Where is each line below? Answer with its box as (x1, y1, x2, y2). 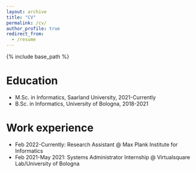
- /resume (11, 37, 36, 43)
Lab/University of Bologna (14, 160, 80, 167)
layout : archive (6, 8, 47, 15)
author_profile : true (6, 25, 61, 32)
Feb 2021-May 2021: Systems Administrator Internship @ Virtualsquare (14, 153, 191, 160)
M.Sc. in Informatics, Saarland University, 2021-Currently (14, 93, 156, 101)
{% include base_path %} (6, 53, 70, 60)
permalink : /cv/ (6, 20, 47, 26)
